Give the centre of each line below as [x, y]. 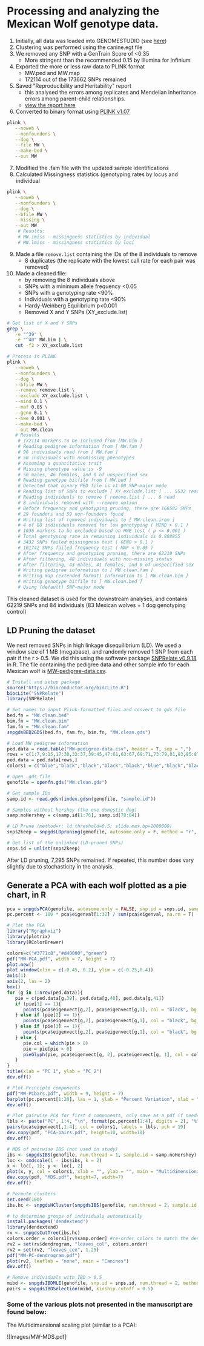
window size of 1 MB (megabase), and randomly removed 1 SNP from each [100, 651]
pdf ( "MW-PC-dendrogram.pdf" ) [44, 1255]
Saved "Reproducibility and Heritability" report [74, 85]
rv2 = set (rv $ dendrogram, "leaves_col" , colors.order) [77, 1244]
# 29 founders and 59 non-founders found [71, 514]
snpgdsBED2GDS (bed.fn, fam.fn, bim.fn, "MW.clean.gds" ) [79, 732]
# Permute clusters [31, 1193]
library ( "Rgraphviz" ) [34, 931]
